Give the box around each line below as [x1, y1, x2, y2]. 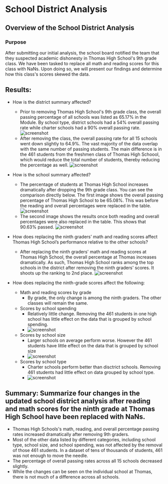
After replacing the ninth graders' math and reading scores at [20, 249, 147, 255]
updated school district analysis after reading [5, 397, 150, 405]
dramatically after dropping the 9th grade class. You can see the [20, 186, 153, 192]
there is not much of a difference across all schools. [12, 473, 120, 479]
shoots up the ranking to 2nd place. [20, 270, 94, 276]
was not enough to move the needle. [12, 452, 89, 458]
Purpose [5, 39, 27, 46]
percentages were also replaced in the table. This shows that [20, 218, 146, 224]
